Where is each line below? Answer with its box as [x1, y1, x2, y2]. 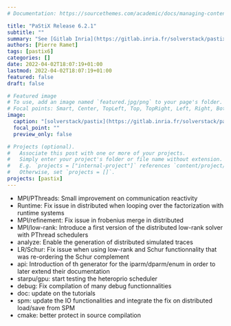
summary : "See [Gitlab [7, 35, 72, 42]
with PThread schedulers [16, 230, 89, 239]
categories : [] [7, 54, 51, 62]
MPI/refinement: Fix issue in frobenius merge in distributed [16, 216, 184, 224]
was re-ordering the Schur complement [16, 252, 129, 261]
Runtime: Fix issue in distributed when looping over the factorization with [16, 201, 224, 210]
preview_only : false [13, 131, 72, 138]
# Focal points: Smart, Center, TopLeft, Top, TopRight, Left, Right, [7, 105, 214, 112]
